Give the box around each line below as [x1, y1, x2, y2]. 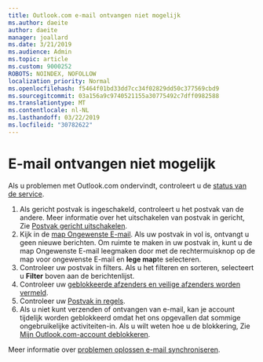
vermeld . [19, 287, 49, 297]
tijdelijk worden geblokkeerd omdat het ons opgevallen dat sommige [19, 313, 241, 322]
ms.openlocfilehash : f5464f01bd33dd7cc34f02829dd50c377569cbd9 [8, 84, 220, 93]
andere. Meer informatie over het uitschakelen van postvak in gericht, [19, 213, 245, 222]
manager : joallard [8, 33, 68, 42]
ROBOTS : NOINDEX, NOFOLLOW [8, 70, 97, 78]
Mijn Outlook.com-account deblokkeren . [19, 329, 151, 338]
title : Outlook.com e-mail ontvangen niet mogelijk [8, 11, 181, 20]
